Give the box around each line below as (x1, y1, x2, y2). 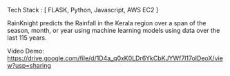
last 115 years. (7, 34, 47, 42)
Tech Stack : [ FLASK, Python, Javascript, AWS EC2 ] (7, 6, 159, 14)
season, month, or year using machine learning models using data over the (7, 27, 220, 34)
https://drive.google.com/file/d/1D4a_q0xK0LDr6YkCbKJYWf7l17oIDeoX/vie (7, 54, 223, 62)
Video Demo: (7, 47, 45, 55)
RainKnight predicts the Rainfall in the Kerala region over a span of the (7, 19, 207, 27)
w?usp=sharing (7, 62, 52, 69)
